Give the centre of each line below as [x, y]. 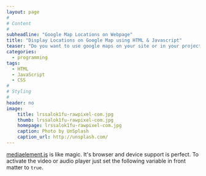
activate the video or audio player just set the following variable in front [96, 161]
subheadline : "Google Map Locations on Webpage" [70, 35]
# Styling [19, 92]
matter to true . [25, 167]
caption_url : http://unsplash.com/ [63, 137]
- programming [30, 57]
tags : [13, 63]
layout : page [23, 12]
